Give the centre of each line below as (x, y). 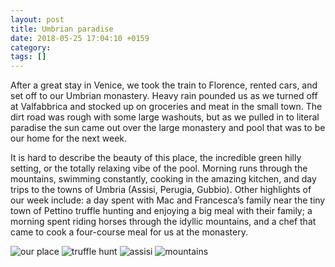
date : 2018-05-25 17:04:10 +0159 (80, 38)
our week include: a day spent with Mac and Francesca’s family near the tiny (168, 200)
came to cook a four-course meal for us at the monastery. (129, 232)
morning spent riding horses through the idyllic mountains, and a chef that (163, 222)
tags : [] (28, 57)
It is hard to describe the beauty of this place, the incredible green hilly (156, 158)
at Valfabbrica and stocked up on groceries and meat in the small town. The (166, 107)
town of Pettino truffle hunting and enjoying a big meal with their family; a (161, 211)
